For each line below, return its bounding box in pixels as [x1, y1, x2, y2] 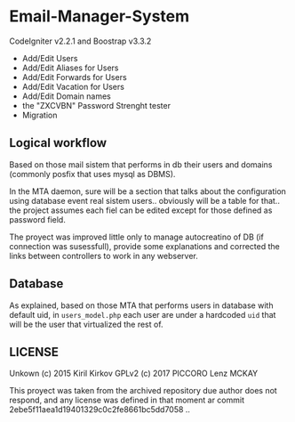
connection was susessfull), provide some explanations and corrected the [9, 240, 280, 251]
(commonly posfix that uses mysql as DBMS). [9, 168, 176, 179]
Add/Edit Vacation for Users [21, 81, 124, 92]
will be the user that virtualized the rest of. [9, 319, 163, 329]
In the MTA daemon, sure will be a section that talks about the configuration [9, 185, 287, 197]
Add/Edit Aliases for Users [21, 62, 119, 73]
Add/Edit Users [21, 53, 78, 63]
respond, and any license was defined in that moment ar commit [9, 394, 245, 406]
